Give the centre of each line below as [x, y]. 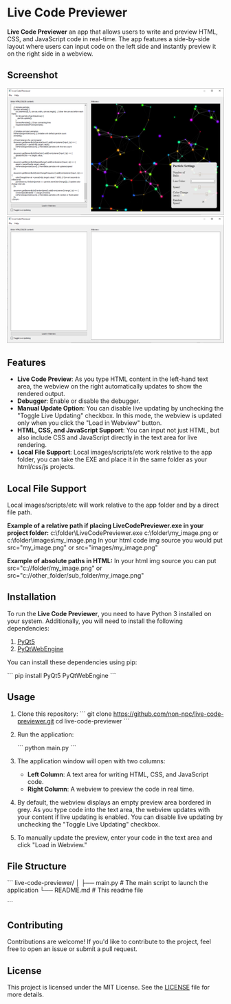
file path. [20, 512]
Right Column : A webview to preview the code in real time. [111, 789]
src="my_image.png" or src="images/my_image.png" [82, 547]
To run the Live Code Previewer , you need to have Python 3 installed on [109, 613]
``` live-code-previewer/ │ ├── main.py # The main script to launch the [108, 883]
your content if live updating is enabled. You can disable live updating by [120, 817]
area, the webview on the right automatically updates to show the [110, 386]
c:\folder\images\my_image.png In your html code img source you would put [115, 540]
